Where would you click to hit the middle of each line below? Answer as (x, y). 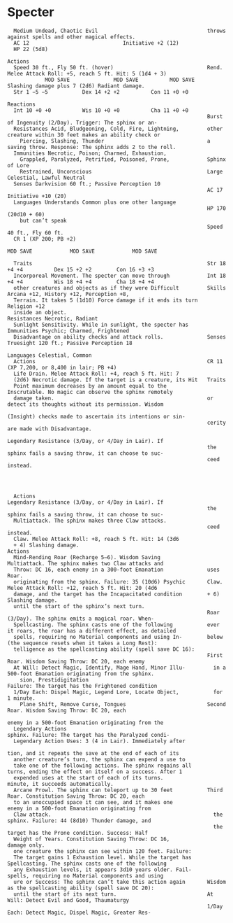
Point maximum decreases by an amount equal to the (90, 386)
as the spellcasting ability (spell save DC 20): (81, 888)
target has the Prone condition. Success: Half (78, 833)
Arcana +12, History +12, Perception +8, (68, 294)
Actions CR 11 (118, 361)
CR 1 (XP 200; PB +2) (45, 239)
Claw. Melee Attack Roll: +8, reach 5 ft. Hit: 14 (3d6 (96, 539)
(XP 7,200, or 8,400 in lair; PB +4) (62, 367)
